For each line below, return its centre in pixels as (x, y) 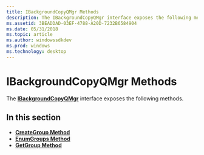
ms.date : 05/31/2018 (32, 29)
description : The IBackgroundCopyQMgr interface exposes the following (99, 18)
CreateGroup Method (42, 132)
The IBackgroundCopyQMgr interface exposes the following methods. (95, 98)
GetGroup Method (38, 145)
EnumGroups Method (43, 139)
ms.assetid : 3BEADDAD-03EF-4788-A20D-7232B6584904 (72, 23)
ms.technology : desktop (36, 52)
